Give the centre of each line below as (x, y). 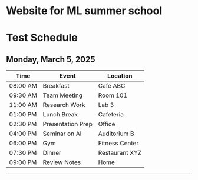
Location (120, 76)
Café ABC (112, 86)
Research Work (64, 105)
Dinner (52, 153)
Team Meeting (62, 95)
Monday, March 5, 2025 (51, 59)
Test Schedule (42, 38)
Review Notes (62, 162)
